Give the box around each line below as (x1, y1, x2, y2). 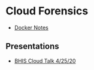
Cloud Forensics (5, 4, 89, 18)
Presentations (5, 41, 59, 51)
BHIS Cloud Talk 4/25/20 (14, 57, 76, 64)
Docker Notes (14, 24, 48, 31)
